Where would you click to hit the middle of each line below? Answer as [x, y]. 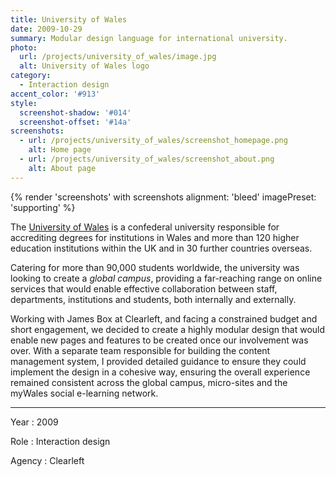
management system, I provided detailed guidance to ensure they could [158, 361]
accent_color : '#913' [55, 94]
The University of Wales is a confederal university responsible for [145, 227]
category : [31, 76]
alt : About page [62, 168]
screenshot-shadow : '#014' [75, 112]
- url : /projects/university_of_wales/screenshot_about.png [147, 159]
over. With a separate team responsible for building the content [140, 350]
